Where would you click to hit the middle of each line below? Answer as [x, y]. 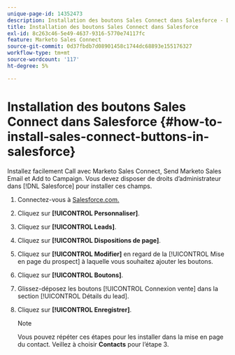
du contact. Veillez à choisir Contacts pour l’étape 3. [93, 344]
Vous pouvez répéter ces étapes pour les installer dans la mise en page [120, 337]
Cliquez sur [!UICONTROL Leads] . [67, 227]
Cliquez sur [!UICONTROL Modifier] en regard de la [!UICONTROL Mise [121, 254]
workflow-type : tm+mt [39, 53]
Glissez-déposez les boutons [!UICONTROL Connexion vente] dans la [118, 288]
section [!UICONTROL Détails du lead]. [73, 296]
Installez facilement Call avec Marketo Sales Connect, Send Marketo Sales [114, 171]
